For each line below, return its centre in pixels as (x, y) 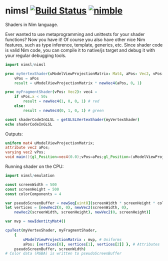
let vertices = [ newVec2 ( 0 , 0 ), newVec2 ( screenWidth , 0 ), (67, 207)
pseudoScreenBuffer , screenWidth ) (50, 249)
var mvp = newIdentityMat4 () (35, 221)
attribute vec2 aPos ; (28, 147)
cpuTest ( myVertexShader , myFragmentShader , (51, 230)
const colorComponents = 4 (33, 194)
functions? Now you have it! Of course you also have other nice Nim (75, 39)
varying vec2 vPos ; (25, 152)
